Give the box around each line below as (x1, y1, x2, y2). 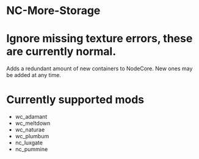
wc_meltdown (15, 120, 51, 127)
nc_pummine (15, 146, 48, 153)
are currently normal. (6, 45, 117, 59)
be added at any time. (6, 72, 61, 79)
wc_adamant (15, 113, 48, 120)
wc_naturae (15, 126, 45, 133)
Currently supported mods (6, 93, 145, 107)
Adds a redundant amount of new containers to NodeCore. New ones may (6, 65, 193, 72)
